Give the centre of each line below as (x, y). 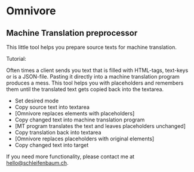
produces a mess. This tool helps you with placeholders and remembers (95, 83)
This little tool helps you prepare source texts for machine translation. (92, 47)
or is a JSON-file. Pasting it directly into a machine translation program (93, 76)
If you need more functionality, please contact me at (70, 157)
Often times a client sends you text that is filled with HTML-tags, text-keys (97, 70)
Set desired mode (37, 101)
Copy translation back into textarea (58, 132)
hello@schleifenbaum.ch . (37, 163)
